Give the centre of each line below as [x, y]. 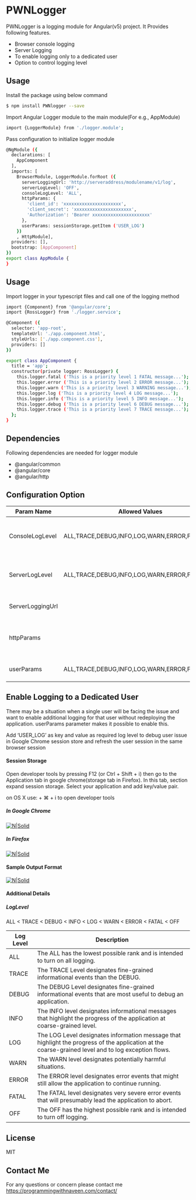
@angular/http [32, 476]
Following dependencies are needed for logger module [72, 453]
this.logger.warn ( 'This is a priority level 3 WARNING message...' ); [104, 388]
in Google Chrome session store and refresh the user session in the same [94, 741]
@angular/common [37, 464]
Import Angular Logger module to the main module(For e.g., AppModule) [93, 117]
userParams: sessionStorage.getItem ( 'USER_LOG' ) [83, 226]
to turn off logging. [63, 1117]
